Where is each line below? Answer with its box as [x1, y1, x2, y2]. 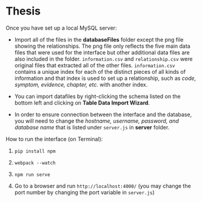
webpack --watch [14, 160, 56, 166]
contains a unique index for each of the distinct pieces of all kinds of [14, 68, 186, 75]
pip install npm [14, 148, 56, 154]
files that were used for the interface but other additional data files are [14, 48, 190, 56]
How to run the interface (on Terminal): [5, 135, 103, 143]
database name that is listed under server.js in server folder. [14, 123, 170, 131]
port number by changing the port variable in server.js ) [14, 189, 155, 196]
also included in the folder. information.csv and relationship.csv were [14, 55, 193, 62]
